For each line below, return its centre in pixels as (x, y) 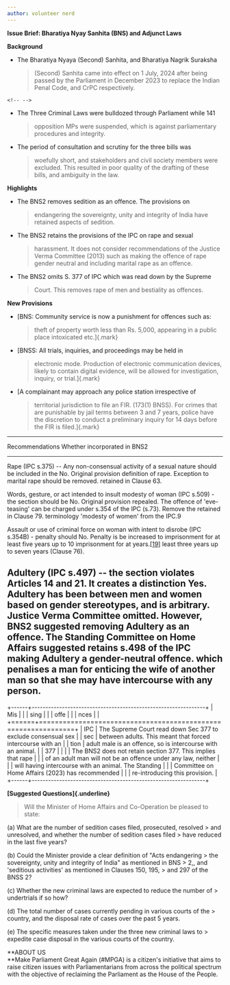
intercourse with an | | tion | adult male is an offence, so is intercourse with (112, 744)
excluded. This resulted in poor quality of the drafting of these (122, 167)
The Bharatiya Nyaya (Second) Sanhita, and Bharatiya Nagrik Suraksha (117, 60)
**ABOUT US (26, 953)
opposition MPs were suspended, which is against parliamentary (125, 126)
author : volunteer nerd (41, 13)
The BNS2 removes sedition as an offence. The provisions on (103, 201)
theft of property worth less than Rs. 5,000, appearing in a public (125, 330)
